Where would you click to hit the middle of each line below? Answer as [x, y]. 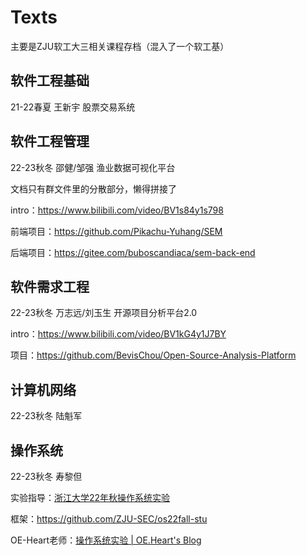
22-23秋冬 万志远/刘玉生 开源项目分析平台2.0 [104, 313]
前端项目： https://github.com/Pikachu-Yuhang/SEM [116, 231]
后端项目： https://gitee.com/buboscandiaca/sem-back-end [133, 252]
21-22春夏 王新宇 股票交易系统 [73, 107]
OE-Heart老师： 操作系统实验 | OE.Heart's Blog [106, 540]
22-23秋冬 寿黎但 [46, 476]
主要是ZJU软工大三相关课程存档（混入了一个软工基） [120, 46]
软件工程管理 [50, 141]
